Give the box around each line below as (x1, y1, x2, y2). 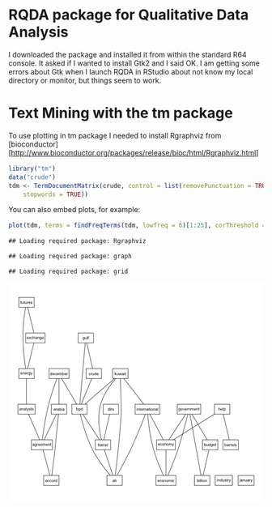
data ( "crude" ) (8, 173, 57, 181)
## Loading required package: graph (8, 253, 132, 261)
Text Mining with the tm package (8, 104, 233, 122)
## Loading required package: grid (8, 267, 129, 276)
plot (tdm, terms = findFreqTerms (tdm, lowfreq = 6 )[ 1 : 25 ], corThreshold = (8, 221, 266, 230)
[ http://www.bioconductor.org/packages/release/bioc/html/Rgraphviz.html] (8, 147, 259, 157)
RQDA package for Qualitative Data (8, 6, 249, 24)
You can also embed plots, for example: (8, 205, 141, 215)
